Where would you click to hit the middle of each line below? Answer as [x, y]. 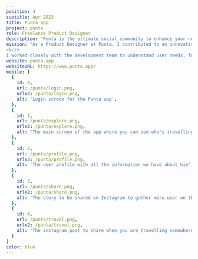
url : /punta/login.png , [46, 88]
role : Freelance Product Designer [49, 34]
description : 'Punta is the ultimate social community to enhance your [96, 39]
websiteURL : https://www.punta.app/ [51, 66]
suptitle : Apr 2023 [30, 17]
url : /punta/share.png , [46, 187]
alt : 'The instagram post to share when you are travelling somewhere [105, 230]
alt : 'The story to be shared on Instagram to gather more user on [101, 198]
